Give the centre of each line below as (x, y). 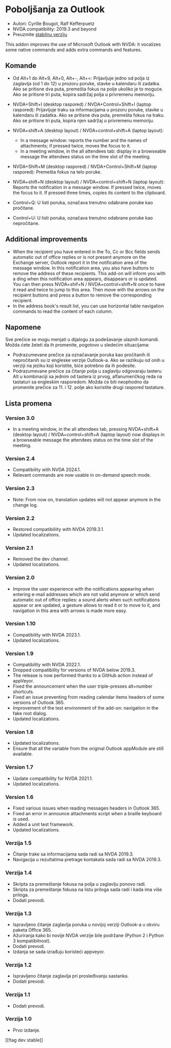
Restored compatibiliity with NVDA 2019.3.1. (58, 529)
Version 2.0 (20, 578)
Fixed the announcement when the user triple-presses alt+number (83, 686)
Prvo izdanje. (27, 1030)
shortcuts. (23, 692)
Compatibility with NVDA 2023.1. (47, 635)
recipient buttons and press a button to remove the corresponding (82, 295)
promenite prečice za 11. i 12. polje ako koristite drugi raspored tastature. (89, 387)
